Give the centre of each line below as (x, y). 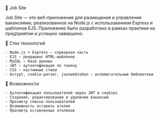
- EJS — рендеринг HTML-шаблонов (40, 57)
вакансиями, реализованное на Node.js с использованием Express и (79, 23)
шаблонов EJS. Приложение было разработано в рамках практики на (80, 28)
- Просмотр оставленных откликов (40, 110)
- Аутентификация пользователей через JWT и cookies (61, 93)
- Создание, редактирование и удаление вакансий (57, 97)
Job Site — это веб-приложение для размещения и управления (73, 17)
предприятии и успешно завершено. (44, 33)
